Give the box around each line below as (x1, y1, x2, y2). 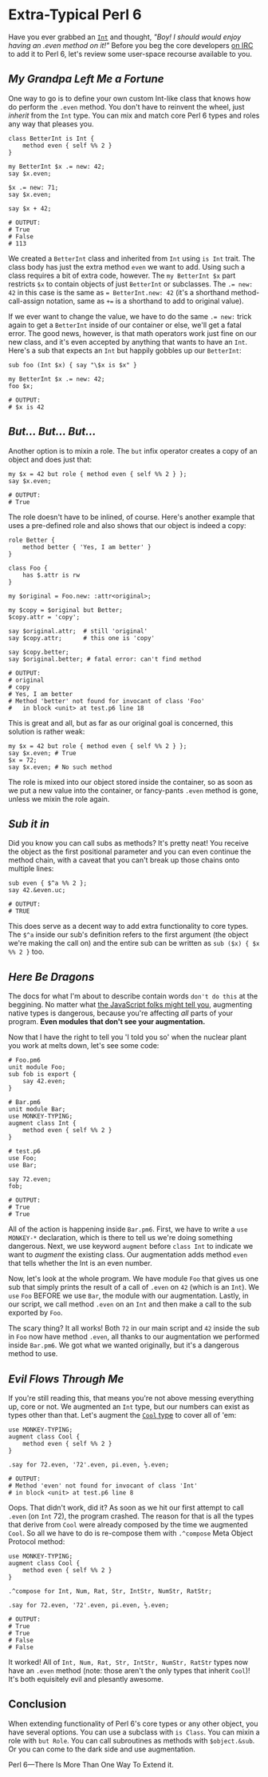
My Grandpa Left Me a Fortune (8, 72, 164, 86)
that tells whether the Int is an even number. (8, 1259, 153, 1268)
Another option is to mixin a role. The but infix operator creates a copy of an (8, 446, 258, 455)
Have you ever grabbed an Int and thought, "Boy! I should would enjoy (8, 32, 242, 42)
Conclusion (8, 1698, 67, 1711)
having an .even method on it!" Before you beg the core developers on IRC (8, 40, 254, 50)
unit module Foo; (8, 1063, 66, 1071)
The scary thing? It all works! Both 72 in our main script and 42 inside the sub (8, 1323, 260, 1333)
